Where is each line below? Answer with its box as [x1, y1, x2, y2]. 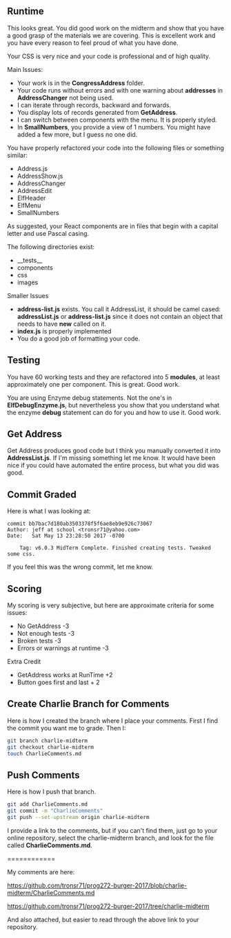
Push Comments [7, 769, 81, 781]
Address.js [17, 164, 48, 172]
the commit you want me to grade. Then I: [7, 724, 126, 732]
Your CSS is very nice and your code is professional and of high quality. [7, 52, 211, 60]
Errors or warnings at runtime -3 [17, 644, 109, 652]
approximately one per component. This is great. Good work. [7, 380, 181, 388]
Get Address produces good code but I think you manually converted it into [7, 446, 221, 455]
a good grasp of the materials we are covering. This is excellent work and [7, 31, 216, 39]
